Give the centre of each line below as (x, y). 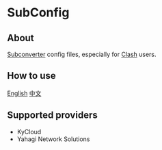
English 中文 (24, 93)
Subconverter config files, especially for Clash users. (82, 54)
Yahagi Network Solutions (53, 139)
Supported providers (52, 115)
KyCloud (29, 132)
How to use (31, 76)
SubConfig (38, 13)
